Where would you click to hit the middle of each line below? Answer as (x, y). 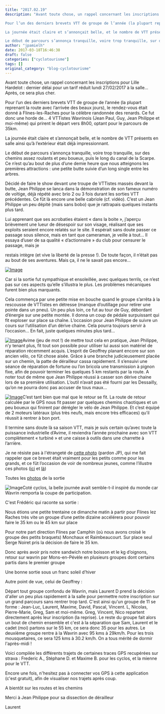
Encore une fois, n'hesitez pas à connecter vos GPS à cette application (77, 673)
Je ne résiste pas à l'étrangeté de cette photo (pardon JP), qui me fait (76, 453)
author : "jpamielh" (25, 46)
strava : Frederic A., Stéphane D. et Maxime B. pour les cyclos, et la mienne (81, 658)
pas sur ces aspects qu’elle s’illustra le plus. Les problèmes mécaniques (78, 285)
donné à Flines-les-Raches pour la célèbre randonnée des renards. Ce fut (80, 113)
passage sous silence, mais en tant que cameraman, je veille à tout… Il (76, 235)
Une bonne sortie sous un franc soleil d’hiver (51, 572)
